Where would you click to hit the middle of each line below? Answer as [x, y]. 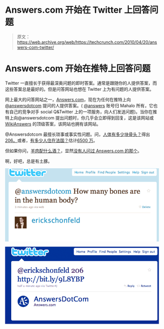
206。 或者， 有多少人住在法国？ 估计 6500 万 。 [51, 140]
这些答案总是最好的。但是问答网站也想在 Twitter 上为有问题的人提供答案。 [80, 89]
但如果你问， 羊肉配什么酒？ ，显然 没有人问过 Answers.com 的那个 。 [73, 151]
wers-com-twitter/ [36, 47]
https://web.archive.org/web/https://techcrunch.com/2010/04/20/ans [87, 42]
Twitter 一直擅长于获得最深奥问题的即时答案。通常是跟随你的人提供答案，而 [81, 83]
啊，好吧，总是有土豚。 [29, 161]
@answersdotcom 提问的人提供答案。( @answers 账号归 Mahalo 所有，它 [79, 105]
